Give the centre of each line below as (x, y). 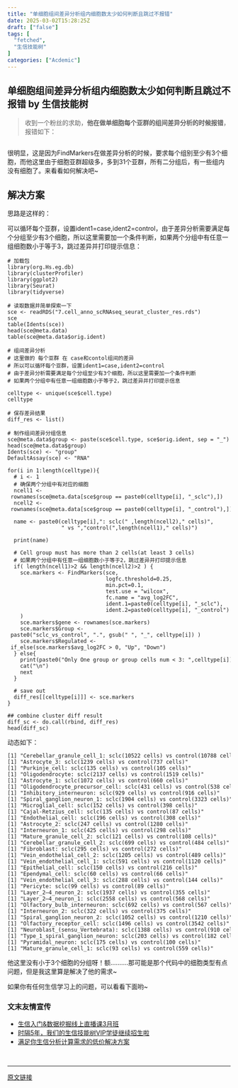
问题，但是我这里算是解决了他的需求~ (62, 971)
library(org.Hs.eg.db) (41, 267)
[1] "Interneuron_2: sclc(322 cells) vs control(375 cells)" (100, 911)
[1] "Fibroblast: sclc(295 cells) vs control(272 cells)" (95, 849)
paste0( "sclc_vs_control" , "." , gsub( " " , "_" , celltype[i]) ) (106, 635)
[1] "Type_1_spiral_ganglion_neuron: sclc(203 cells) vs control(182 (112, 936)
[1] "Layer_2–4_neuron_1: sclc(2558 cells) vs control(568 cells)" (109, 899)
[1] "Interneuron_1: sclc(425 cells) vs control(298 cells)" (100, 831)
